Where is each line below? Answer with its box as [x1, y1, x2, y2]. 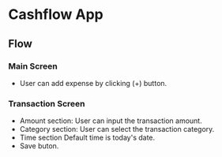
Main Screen [8, 61, 58, 72]
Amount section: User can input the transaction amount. [19, 116, 203, 125]
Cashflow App [8, 6, 104, 24]
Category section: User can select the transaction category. [19, 125, 215, 134]
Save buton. [19, 141, 59, 151]
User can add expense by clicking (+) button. [19, 78, 167, 88]
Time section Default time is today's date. [19, 133, 156, 143]
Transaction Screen [8, 98, 85, 109]
